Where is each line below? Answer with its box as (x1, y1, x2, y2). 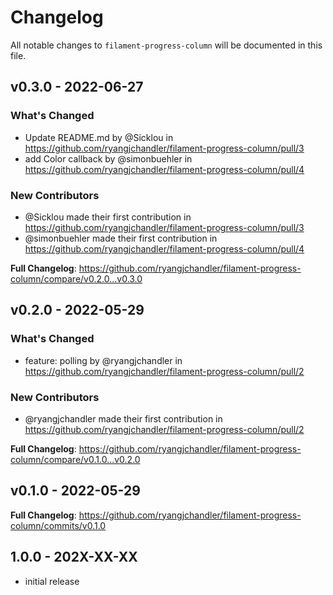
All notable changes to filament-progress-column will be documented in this (10, 39, 323, 51)
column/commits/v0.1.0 (10, 519, 107, 531)
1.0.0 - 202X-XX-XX (10, 549, 138, 566)
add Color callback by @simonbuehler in (24, 152, 193, 165)
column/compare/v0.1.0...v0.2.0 (10, 453, 141, 465)
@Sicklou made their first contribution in (24, 211, 192, 223)
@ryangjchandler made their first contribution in (24, 412, 223, 425)
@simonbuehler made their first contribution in (24, 232, 218, 244)
